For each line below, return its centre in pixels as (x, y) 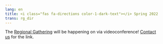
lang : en (14, 9)
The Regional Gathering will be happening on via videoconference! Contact (81, 32)
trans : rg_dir (20, 18)
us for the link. (20, 37)
